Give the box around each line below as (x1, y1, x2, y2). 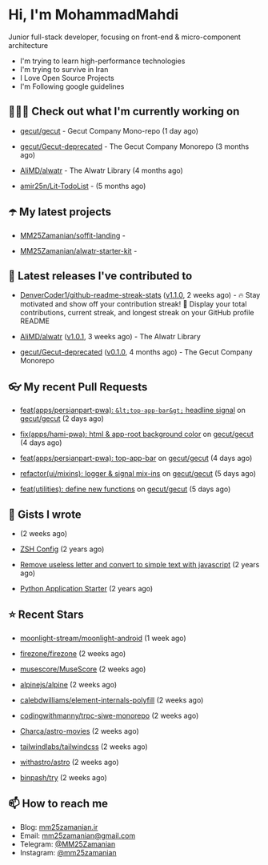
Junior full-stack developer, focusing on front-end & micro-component (8, 32, 242, 42)
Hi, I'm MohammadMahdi (8, 6, 179, 24)
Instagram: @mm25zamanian (19, 847, 118, 857)
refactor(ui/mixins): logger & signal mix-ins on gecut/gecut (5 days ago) (19, 469, 257, 479)
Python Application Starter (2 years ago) (19, 584, 154, 593)
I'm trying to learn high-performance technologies (19, 56, 186, 66)
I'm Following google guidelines (19, 82, 125, 91)
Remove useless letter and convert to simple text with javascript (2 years (19, 560, 260, 569)
